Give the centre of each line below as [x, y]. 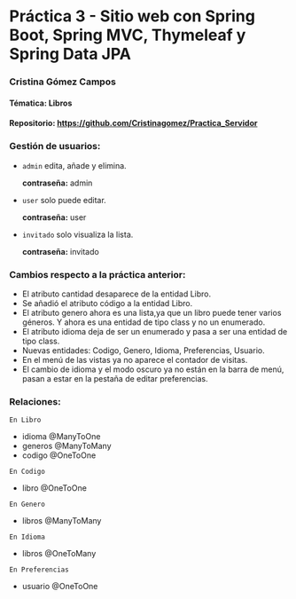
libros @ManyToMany [62, 521]
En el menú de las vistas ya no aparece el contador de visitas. [135, 359]
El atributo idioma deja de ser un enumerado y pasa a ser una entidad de [155, 331]
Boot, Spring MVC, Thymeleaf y [128, 35]
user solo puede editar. [64, 200]
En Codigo [27, 472]
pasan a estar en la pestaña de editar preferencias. [115, 378]
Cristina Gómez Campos [63, 82]
